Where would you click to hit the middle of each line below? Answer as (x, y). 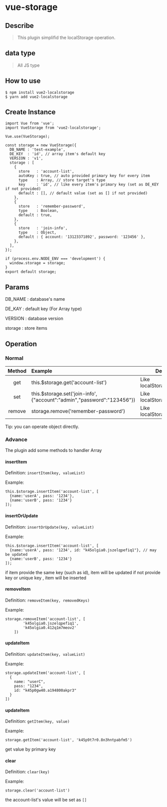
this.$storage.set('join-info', (64, 394)
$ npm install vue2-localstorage (40, 92)
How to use (23, 81)
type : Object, (37, 233)
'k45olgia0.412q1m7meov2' (50, 627)
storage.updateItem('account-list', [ (45, 673)
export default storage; (31, 272)
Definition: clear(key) (27, 772)
